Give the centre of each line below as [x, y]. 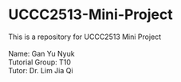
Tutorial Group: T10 [40, 62]
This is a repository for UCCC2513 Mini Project [85, 37]
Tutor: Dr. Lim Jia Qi [41, 70]
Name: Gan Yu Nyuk [41, 53]
